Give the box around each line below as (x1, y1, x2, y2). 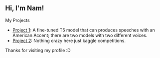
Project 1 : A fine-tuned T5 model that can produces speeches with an (12, 27, 156, 33)
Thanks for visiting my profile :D (5, 47, 71, 53)
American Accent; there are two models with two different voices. (12, 32, 148, 38)
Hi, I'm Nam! (5, 4, 44, 12)
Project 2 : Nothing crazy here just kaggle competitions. (12, 37, 126, 43)
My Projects (5, 17, 30, 23)
